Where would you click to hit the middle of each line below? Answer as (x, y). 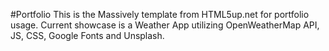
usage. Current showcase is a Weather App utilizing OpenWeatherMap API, (165, 25)
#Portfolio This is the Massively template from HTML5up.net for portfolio (160, 14)
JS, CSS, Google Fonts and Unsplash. (87, 35)
